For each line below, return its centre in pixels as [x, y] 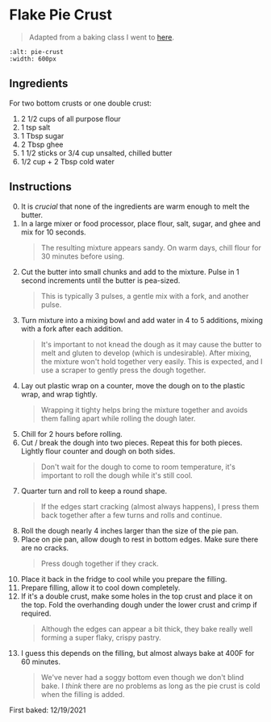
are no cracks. [45, 548]
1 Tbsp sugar [42, 135]
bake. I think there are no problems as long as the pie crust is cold [150, 686]
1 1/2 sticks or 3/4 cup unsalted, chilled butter [96, 153]
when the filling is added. [83, 694]
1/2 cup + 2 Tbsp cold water [68, 161]
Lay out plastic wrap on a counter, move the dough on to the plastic [133, 385]
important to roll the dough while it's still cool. [117, 475]
